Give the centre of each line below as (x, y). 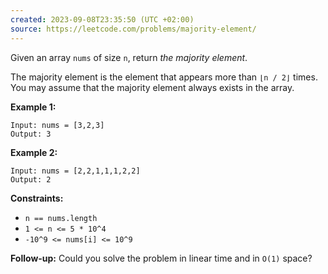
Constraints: (37, 198)
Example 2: (34, 152)
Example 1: (33, 107)
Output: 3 (31, 134)
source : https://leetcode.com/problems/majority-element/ (133, 29)
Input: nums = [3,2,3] (57, 125)
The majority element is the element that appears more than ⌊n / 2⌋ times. (164, 77)
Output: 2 (31, 179)
